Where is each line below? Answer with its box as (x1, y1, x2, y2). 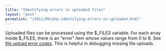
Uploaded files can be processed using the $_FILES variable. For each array (5, 30, 161, 36)
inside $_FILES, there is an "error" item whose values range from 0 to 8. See (5, 35, 162, 41)
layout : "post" (5, 12, 37, 17)
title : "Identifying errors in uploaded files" (5, 7, 106, 12)
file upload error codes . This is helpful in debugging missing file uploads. (5, 41, 155, 47)
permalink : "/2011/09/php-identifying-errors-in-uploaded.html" (5, 16, 141, 21)
